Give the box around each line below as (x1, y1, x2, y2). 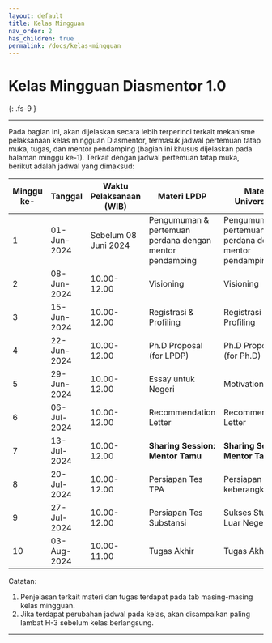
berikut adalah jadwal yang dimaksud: (8, 161, 135, 171)
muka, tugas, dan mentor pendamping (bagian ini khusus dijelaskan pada (8, 144, 253, 154)
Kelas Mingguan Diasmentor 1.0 (8, 77, 227, 96)
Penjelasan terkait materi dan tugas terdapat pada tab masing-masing (19, 592, 253, 602)
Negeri (148, 384, 175, 395)
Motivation (223, 378, 265, 390)
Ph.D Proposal (148, 340, 203, 351)
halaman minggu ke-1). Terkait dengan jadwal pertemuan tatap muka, (8, 153, 240, 163)
